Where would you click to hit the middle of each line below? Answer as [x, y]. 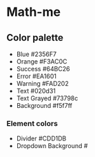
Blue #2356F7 [36, 54]
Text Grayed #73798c [47, 98]
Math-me [34, 12]
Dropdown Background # [52, 146]
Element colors [32, 123]
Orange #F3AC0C [42, 62]
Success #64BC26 [43, 69]
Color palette [35, 38]
